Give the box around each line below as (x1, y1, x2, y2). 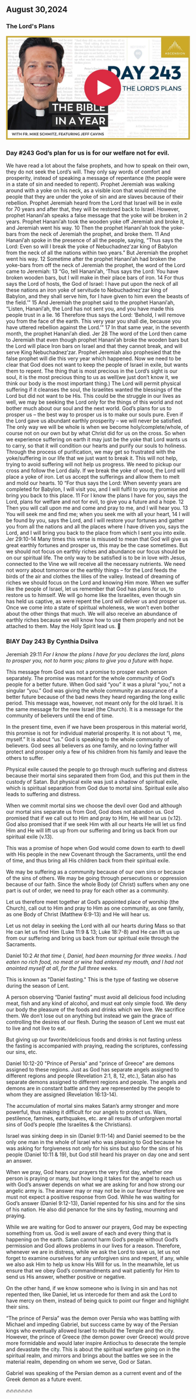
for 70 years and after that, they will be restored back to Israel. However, (6, 206, 180, 213)
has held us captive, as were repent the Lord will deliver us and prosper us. (6, 598, 187, 605)
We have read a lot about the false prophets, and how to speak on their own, (6, 162, 190, 169)
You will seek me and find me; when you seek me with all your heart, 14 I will (6, 511, 190, 518)
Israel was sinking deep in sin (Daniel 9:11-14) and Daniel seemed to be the (6, 1132, 185, 1139)
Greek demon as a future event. (6, 1376, 83, 1383)
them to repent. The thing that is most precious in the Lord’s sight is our (6, 367, 178, 374)
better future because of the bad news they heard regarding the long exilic (6, 693, 185, 700)
